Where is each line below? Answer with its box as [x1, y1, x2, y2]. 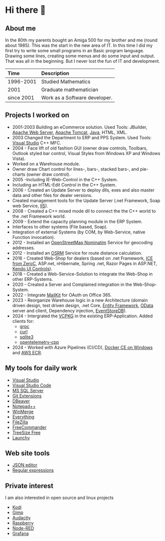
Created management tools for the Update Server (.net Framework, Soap [12, 197, 161, 203]
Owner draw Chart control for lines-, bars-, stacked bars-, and [12, 166, 139, 172]
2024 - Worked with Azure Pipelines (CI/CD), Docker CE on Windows [12, 344, 153, 350]
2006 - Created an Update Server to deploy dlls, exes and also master [12, 187, 155, 193]
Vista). [12, 155, 26, 161]
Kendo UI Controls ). [12, 266, 53, 271]
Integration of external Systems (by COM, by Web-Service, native [12, 229, 146, 235]
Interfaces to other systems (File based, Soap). [12, 224, 108, 230]
